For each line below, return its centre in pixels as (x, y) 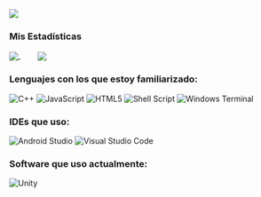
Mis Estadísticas (46, 36)
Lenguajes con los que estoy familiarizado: (103, 79)
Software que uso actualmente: (79, 163)
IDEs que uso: (40, 122)
